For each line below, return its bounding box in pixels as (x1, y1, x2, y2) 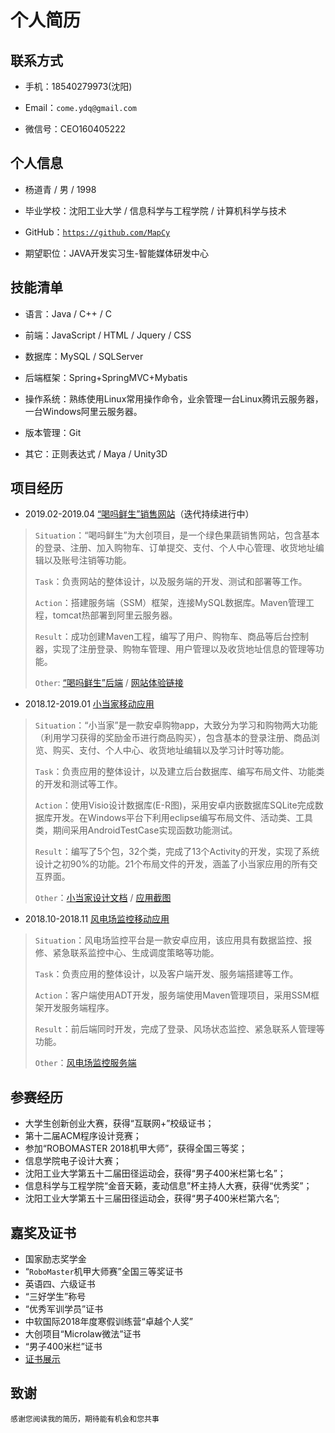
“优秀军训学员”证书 (24, 1303, 104, 1315)
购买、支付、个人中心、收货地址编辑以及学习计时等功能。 (52, 744, 290, 756)
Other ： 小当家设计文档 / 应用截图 (34, 892, 172, 904)
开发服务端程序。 (43, 1002, 115, 1014)
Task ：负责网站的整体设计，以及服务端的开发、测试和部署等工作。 (34, 576, 308, 588)
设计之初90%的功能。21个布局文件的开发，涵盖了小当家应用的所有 (34, 858, 310, 870)
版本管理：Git (24, 426, 82, 438)
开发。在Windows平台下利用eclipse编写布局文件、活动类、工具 (52, 812, 313, 824)
